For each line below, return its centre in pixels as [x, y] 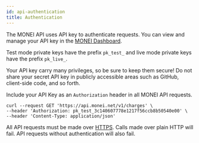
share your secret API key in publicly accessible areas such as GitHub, [93, 77]
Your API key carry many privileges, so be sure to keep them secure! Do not [99, 70]
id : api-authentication [36, 12]
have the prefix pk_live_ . [37, 59]
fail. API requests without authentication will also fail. [71, 133]
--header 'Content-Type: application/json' [61, 116]
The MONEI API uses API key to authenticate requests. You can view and [95, 34]
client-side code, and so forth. [43, 83]
